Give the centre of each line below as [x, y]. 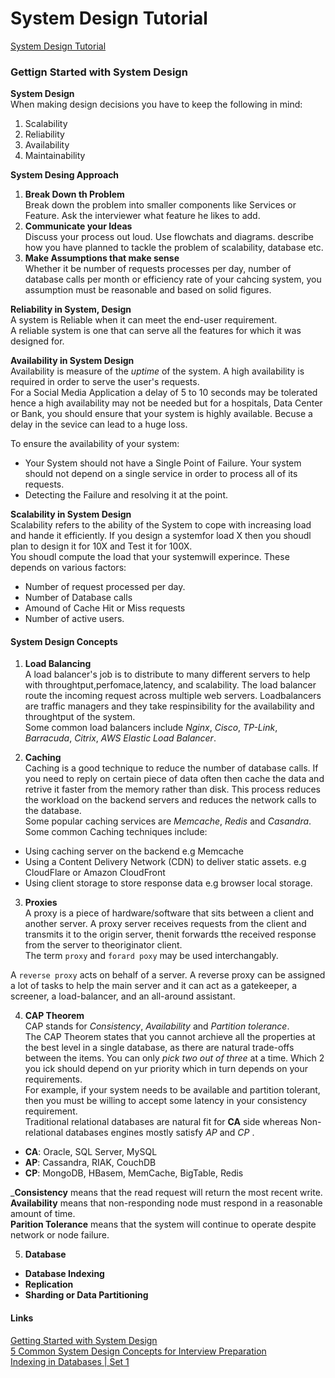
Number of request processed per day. [105, 587]
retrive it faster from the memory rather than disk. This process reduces [172, 789]
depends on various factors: [68, 568]
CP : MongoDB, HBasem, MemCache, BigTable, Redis [134, 1173]
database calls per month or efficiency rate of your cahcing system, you [173, 279]
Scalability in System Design [71, 514]
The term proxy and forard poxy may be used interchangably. [151, 956]
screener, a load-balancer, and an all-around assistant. [123, 996]
